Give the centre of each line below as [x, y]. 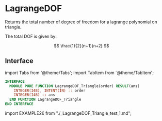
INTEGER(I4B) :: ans [34, 95]
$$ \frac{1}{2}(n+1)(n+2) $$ [81, 45]
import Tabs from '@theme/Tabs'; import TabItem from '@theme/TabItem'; [80, 73]
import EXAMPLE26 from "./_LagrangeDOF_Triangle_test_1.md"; [68, 113]
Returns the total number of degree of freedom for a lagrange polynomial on [81, 22]
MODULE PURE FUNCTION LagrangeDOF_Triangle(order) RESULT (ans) [74, 86]
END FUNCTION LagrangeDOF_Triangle [45, 100]
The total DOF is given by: [31, 36]
